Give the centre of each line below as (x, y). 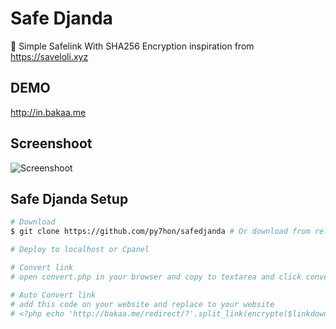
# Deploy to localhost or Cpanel (80, 250)
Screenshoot (51, 143)
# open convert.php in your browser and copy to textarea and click (156, 277)
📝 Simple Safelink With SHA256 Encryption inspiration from (132, 46)
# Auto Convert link (53, 295)
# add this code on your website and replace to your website (142, 304)
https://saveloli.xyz (49, 56)
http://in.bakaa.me (48, 112)
